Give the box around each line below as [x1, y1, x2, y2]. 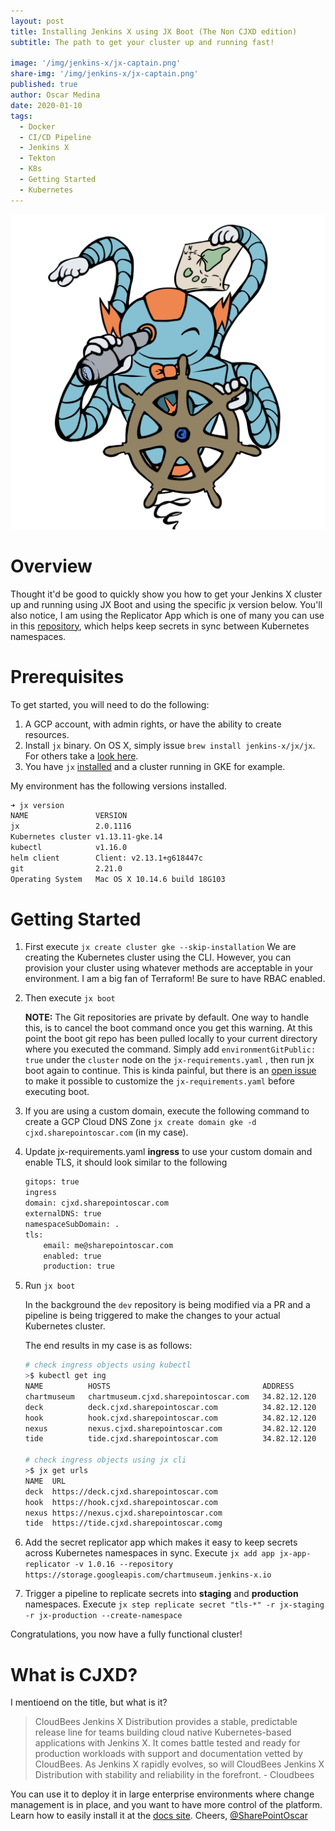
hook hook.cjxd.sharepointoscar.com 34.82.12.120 [24, 1413, 317, 1423]
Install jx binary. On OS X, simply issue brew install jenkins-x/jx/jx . [24, 739, 316, 751]
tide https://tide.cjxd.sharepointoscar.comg [24, 1518, 223, 1529]
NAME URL [24, 1476, 67, 1486]
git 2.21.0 [10, 863, 123, 874]
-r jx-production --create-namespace [24, 1611, 183, 1621]
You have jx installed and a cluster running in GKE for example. [24, 760, 286, 772]
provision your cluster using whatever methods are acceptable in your [24, 962, 314, 974]
